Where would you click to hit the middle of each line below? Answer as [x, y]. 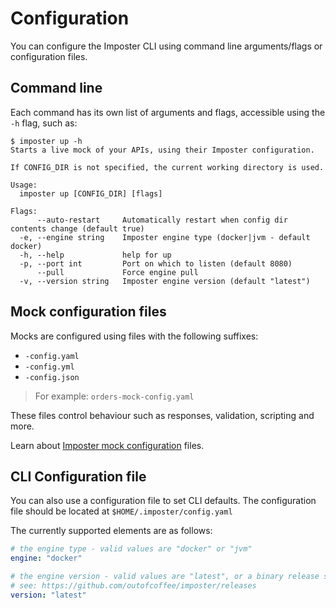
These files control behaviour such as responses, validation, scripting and [162, 415]
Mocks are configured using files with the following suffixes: [134, 336]
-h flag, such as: [44, 123]
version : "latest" [48, 595]
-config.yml [49, 367]
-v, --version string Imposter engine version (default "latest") [165, 281]
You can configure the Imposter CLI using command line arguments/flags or [166, 46]
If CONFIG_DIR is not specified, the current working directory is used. [167, 167]
